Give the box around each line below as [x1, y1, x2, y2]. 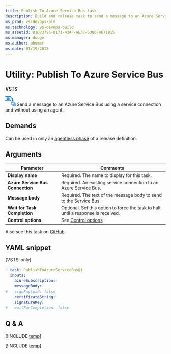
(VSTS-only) [5, 257, 32, 263]
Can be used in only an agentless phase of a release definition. [5, 135, 137, 141]
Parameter [20, 165, 44, 171]
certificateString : [14, 294, 56, 299]
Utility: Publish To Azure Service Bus [5, 69, 164, 80]
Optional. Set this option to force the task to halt [61, 205, 161, 211]
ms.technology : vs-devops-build [5, 25, 74, 30]
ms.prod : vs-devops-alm [5, 19, 56, 24]
